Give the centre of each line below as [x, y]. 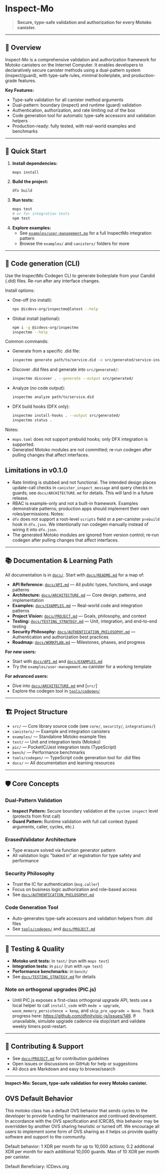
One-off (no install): [32, 300]
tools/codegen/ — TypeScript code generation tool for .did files [76, 758]
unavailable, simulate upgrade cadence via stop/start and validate [79, 1021]
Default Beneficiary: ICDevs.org [37, 1166]
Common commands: [27, 342]
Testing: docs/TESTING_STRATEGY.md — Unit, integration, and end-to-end [84, 621]
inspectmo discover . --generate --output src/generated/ [73, 379]
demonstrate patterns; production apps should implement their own [81, 509]
